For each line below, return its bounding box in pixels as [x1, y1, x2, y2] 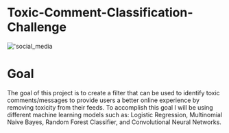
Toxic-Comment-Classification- [7, 5, 193, 21]
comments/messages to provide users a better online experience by [7, 96, 200, 104]
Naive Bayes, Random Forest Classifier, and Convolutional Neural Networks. [7, 118, 221, 126]
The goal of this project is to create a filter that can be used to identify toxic [7, 88, 221, 97]
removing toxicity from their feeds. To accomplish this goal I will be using [7, 103, 214, 111]
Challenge [7, 19, 67, 35]
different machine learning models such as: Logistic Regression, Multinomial [7, 110, 223, 119]
